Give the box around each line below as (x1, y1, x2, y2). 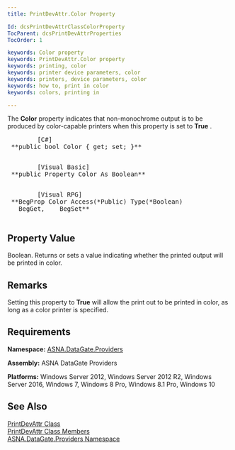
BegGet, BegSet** (18, 205, 90, 213)
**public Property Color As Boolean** (11, 170, 146, 178)
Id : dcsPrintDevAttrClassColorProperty (7, 23, 125, 31)
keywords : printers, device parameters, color (7, 75, 147, 82)
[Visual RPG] (37, 191, 83, 199)
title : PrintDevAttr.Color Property (7, 10, 115, 18)
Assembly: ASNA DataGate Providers (7, 358, 117, 367)
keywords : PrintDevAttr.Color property (7, 56, 125, 63)
